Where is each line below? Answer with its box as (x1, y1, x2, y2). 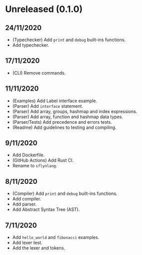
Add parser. (12, 201, 37, 207)
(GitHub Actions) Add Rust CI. (12, 157, 74, 163)
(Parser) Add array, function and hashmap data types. (12, 114, 124, 120)
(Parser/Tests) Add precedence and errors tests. (12, 119, 112, 125)
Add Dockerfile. (12, 152, 45, 158)
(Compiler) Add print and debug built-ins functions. (12, 190, 118, 196)
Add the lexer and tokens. (12, 245, 66, 251)
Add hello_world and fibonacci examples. (12, 234, 100, 240)
